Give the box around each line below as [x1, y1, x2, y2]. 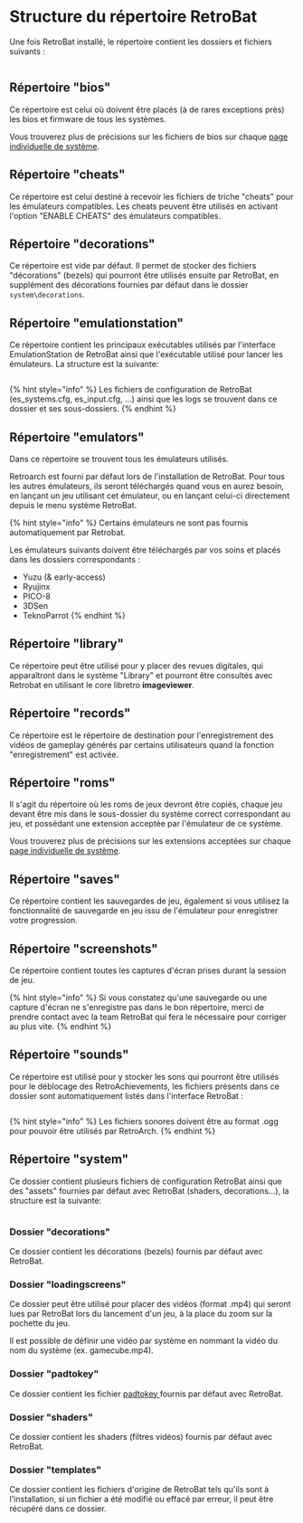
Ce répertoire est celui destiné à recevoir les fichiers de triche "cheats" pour [9, 191, 294, 202]
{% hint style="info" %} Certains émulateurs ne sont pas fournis [9, 517, 249, 528]
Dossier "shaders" [9, 1411, 93, 1424]
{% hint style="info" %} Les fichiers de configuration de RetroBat [9, 384, 252, 395]
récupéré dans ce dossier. [9, 1503, 107, 1514]
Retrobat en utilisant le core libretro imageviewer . [9, 679, 194, 690]
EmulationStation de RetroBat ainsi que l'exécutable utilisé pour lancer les [9, 349, 283, 360]
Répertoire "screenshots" [9, 941, 158, 956]
